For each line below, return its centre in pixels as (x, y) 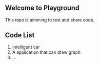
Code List (20, 35)
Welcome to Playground (42, 8)
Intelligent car (26, 47)
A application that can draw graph (46, 52)
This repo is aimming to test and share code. (50, 20)
